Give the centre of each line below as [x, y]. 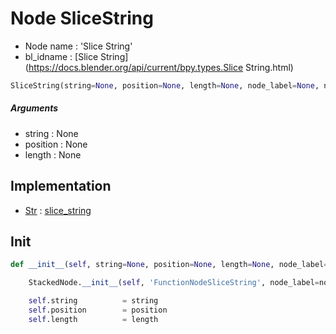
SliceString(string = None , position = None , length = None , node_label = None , [165, 85]
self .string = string [93, 301]
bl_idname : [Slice [61, 56]
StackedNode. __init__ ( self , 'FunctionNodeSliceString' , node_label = [174, 283]
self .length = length [93, 319]
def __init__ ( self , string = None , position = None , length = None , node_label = [169, 265]
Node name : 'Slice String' [78, 46]
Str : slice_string [58, 210]
